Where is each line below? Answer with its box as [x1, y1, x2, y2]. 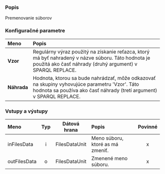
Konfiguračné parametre [5, 27, 65, 34]
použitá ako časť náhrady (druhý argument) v [32, 60, 137, 67]
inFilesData [7, 141, 33, 148]
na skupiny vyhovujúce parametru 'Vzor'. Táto [32, 80, 139, 87]
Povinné [137, 123, 158, 130]
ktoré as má [91, 141, 119, 148]
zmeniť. [91, 147, 109, 153]
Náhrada [7, 84, 28, 91]
